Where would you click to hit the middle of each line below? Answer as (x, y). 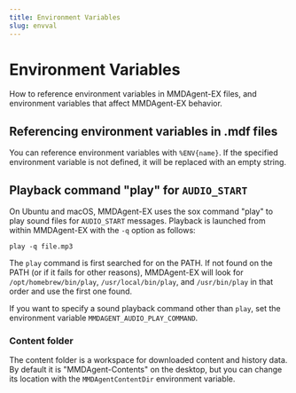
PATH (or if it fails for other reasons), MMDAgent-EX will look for (126, 272)
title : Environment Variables (65, 17)
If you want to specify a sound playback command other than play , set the (145, 309)
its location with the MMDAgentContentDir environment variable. (122, 379)
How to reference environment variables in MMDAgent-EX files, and (133, 94)
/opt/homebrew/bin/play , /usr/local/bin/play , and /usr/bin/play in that (141, 282)
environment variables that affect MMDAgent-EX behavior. (116, 104)
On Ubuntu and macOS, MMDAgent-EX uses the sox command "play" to (141, 212)
